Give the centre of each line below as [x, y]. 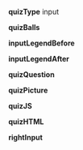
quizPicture [28, 90]
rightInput [25, 137]
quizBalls [24, 27]
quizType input [33, 12]
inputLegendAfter [39, 59]
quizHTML [26, 122]
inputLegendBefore [41, 43]
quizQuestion [31, 75]
